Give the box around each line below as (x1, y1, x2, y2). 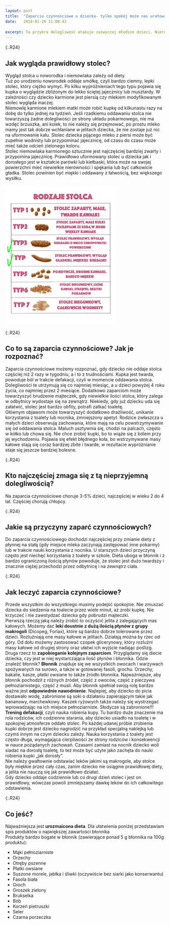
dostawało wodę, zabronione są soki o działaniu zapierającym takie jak (5, 693, 153, 699)
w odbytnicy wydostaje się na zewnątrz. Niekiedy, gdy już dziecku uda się (5, 398, 160, 404)
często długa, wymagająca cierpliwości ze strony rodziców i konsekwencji (5, 736, 160, 742)
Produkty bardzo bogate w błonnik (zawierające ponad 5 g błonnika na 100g (5, 834, 164, 840)
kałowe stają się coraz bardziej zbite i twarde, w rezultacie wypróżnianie (5, 441, 156, 447)
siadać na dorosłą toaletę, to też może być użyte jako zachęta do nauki (5, 748, 153, 754)
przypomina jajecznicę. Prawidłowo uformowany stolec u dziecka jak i (5, 153, 151, 160)
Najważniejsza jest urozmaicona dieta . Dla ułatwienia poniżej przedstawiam (5, 823, 164, 829)
